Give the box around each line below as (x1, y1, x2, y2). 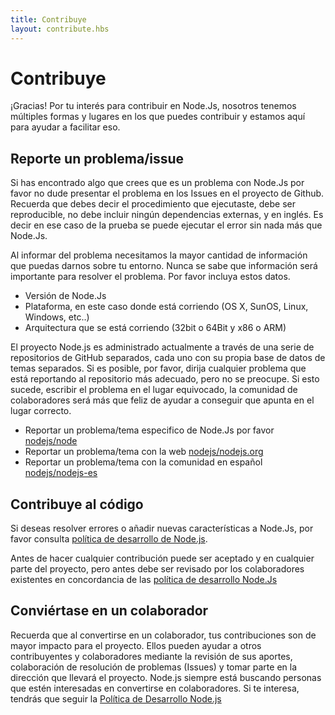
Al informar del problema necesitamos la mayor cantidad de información (10, 249, 308, 261)
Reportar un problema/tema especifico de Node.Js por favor (24, 424, 275, 436)
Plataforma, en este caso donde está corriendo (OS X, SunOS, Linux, (24, 301, 309, 313)
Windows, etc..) (24, 311, 90, 323)
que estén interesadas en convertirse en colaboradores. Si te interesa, (10, 682, 300, 694)
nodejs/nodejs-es (24, 467, 98, 479)
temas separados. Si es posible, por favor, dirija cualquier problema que (10, 362, 307, 375)
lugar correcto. (10, 405, 72, 417)
